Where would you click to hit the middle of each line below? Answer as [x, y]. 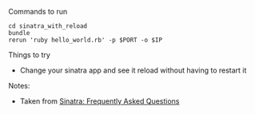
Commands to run [38, 12]
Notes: [19, 86]
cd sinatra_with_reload [48, 26]
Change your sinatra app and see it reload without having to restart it [133, 70]
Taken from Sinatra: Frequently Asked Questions [100, 101]
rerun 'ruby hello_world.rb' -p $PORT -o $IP [85, 40]
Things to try [29, 55]
